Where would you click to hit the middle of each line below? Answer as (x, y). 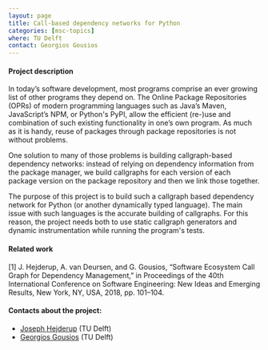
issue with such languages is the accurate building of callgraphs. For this (128, 214)
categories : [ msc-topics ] (51, 30)
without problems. (38, 140)
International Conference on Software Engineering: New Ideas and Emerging (134, 284)
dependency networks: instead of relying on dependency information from (131, 164)
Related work (31, 248)
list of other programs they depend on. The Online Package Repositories (128, 98)
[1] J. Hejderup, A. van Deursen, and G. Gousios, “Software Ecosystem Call (132, 267)
